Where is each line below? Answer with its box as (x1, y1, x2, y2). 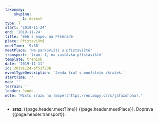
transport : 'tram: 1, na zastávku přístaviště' (5, 52, 104, 57)
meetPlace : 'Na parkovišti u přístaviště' (5, 48, 93, 52)
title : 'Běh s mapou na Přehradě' (5, 35, 76, 39)
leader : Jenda (5, 88, 34, 93)
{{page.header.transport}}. (12, 111, 66, 117)
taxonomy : (5, 7, 25, 12)
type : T (5, 20, 21, 26)
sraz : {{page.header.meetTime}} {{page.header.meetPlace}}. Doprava (12, 106, 154, 112)
